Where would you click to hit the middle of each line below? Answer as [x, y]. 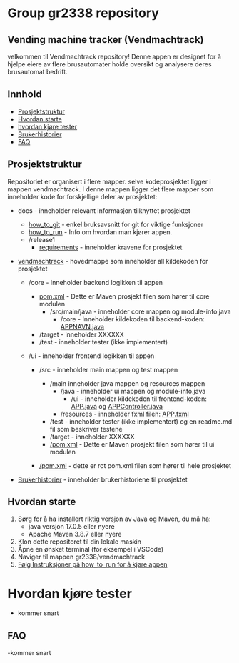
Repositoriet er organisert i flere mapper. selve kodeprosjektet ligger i [110, 181]
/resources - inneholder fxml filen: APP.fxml [124, 414]
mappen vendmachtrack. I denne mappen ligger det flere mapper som [111, 189]
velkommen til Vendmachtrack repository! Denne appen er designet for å [114, 56]
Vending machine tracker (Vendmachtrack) [106, 40]
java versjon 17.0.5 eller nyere [72, 527]
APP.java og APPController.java [117, 406]
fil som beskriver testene [86, 429]
